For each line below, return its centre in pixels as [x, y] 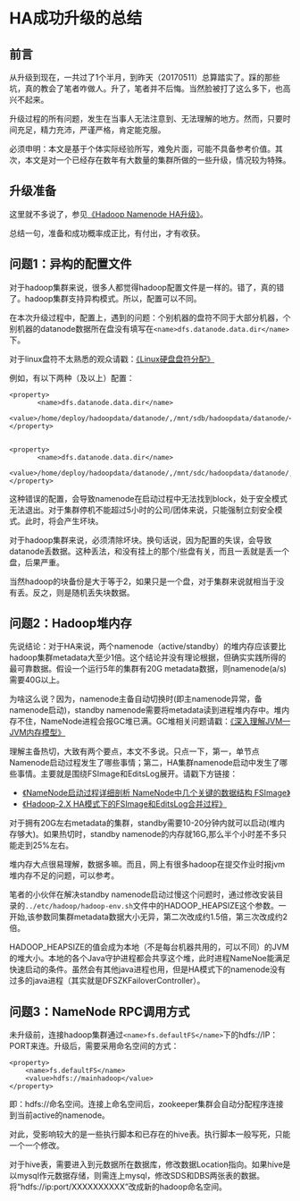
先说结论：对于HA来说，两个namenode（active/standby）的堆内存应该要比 [148, 647]
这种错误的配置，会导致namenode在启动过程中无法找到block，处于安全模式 [148, 498]
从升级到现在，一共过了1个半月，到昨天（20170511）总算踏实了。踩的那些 [145, 77]
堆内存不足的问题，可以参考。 [64, 875]
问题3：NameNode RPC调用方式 [100, 1011]
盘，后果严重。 [37, 562]
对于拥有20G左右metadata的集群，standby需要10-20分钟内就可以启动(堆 [143, 823]
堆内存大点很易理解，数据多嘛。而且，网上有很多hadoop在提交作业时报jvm [147, 865]
